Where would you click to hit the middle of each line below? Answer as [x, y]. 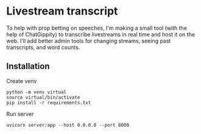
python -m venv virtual [37, 92]
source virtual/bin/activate [43, 97]
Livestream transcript [62, 11]
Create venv [22, 81]
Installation [28, 66]
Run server [20, 114]
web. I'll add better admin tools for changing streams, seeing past [89, 41]
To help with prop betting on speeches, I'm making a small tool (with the [97, 28]
